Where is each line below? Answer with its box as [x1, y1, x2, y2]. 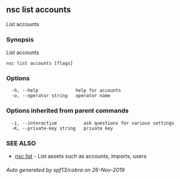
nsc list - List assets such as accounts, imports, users [14, 153, 147, 159]
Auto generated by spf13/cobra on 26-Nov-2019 [6, 166, 125, 173]
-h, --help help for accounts [11, 87, 121, 94]
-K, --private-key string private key [11, 125, 113, 131]
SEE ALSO [6, 139, 36, 147]
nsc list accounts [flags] [6, 61, 73, 67]
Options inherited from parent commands [6, 106, 129, 115]
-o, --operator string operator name [11, 93, 111, 99]
